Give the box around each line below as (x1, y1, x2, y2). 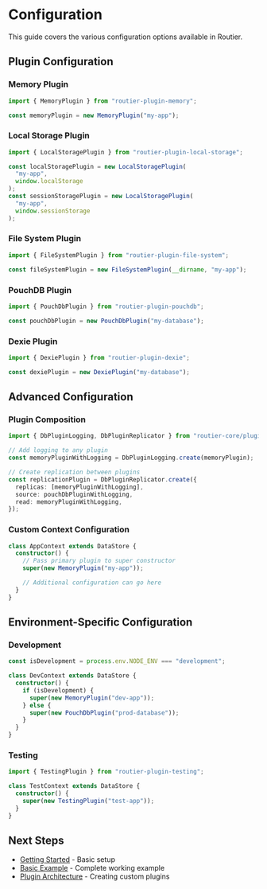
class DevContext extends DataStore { (8, 672, 137, 680)
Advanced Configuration (8, 390, 133, 404)
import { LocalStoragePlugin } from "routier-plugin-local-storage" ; (8, 148, 244, 156)
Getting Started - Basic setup (19, 855, 115, 864)
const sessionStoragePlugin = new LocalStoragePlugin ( (8, 193, 194, 201)
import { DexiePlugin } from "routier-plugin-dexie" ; (8, 353, 191, 361)
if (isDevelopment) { (22, 686, 94, 694)
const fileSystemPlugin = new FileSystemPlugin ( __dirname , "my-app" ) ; (8, 265, 247, 274)
